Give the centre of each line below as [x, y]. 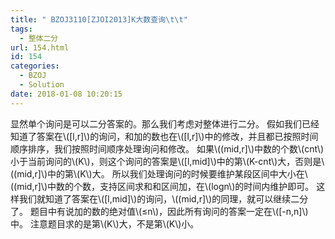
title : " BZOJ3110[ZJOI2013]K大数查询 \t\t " [99, 19]
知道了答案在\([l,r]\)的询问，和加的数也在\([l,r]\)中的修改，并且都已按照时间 [164, 136]
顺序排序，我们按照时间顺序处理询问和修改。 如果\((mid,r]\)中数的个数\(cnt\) [167, 148]
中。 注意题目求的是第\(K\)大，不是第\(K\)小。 [105, 223]
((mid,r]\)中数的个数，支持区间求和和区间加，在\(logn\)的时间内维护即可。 [162, 186]
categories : [35, 66]
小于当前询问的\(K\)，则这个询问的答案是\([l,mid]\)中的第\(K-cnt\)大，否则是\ [167, 161]
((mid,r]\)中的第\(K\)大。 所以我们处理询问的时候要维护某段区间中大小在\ [159, 173]
